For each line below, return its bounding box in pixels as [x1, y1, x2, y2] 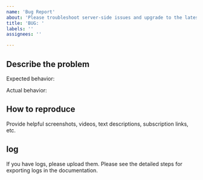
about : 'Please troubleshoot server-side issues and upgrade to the [6, 14, 182, 21]
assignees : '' [6, 31, 42, 37]
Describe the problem [6, 59, 89, 69]
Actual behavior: [6, 86, 47, 94]
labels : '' [6, 25, 34, 32]
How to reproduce [6, 104, 76, 115]
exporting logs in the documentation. [6, 167, 98, 174]
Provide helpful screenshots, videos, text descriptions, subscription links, [6, 120, 188, 127]
